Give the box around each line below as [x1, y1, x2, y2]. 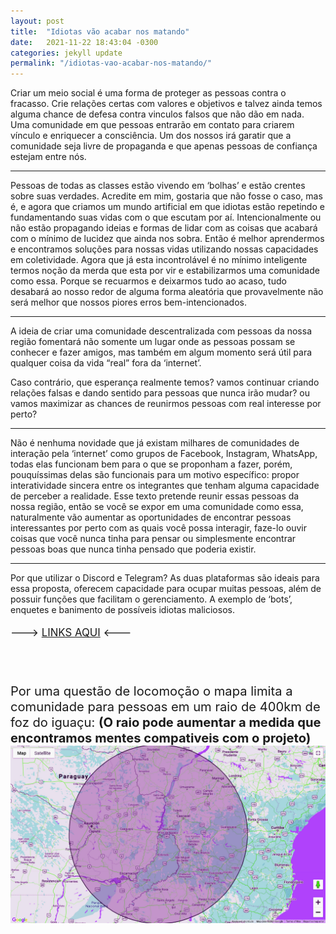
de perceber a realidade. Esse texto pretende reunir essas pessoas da [10, 490, 300, 502]
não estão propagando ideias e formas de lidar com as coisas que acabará [10, 222, 318, 234]
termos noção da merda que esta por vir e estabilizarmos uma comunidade [10, 265, 320, 277]
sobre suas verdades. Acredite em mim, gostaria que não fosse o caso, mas [10, 190, 323, 202]
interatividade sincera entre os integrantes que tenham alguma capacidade [10, 480, 320, 492]
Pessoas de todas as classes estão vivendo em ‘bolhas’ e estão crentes [10, 180, 306, 192]
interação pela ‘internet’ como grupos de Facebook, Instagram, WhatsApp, [10, 448, 318, 460]
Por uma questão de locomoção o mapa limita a [10, 683, 293, 700]
